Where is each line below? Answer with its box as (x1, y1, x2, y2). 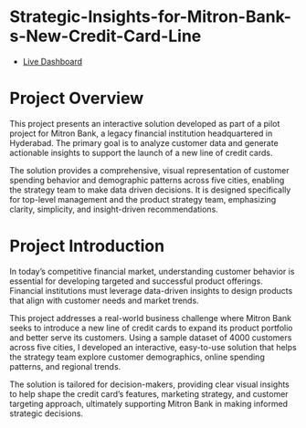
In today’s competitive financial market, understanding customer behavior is (9, 266, 295, 277)
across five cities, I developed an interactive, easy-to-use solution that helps (9, 341, 297, 352)
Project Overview (9, 89, 144, 109)
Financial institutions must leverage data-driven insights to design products (9, 285, 293, 296)
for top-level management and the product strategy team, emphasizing (9, 193, 277, 204)
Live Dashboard (22, 56, 83, 67)
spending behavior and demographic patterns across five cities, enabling (9, 174, 285, 185)
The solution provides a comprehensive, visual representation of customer (9, 164, 290, 175)
